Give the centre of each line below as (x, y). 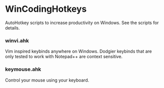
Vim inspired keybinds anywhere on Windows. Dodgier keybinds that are (79, 51)
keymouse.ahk (23, 69)
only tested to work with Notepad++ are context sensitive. (64, 57)
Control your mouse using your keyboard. (47, 80)
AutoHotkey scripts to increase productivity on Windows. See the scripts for (82, 23)
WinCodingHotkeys (46, 9)
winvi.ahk (17, 40)
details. (13, 28)
